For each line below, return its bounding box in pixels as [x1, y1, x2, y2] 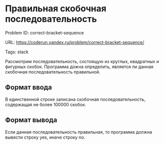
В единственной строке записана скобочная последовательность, [5, 96, 146, 102]
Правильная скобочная [5, 3, 107, 14]
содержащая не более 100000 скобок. [5, 102, 86, 108]
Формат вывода [5, 116, 58, 124]
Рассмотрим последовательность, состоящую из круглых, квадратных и [5, 58, 159, 64]
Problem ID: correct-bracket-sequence [5, 30, 84, 36]
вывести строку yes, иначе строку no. [5, 134, 85, 140]
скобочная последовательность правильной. [5, 69, 100, 74]
